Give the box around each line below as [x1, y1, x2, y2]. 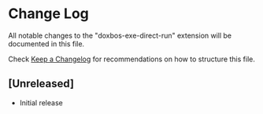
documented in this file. [8, 39, 85, 48]
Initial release [19, 97, 63, 107]
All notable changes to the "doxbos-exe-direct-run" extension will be [8, 31, 232, 40]
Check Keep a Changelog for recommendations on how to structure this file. [8, 54, 256, 64]
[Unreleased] [8, 77, 75, 90]
